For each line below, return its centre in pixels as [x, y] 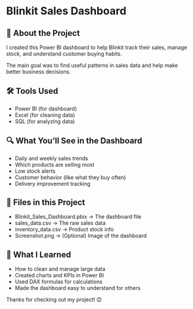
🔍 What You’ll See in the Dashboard [74, 141]
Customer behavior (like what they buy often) [70, 177]
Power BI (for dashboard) [46, 108]
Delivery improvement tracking [52, 183]
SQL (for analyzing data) [45, 121]
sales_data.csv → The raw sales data [60, 223]
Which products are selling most [55, 164]
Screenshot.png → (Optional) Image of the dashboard [81, 236]
